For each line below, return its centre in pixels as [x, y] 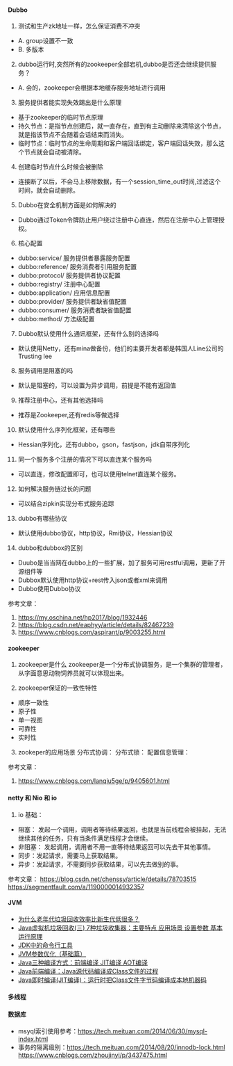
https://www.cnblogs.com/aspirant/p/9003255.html [92, 632]
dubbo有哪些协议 [43, 519]
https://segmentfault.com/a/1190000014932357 [76, 887]
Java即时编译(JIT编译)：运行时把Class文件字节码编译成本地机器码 [112, 980]
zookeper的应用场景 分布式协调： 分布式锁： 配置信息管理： [104, 752]
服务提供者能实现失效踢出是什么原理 [70, 103]
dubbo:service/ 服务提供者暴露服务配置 [74, 258]
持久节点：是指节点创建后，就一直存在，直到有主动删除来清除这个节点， [121, 126]
